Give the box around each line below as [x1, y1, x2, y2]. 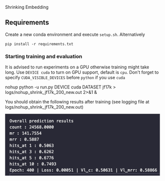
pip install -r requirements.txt [5, 41, 74, 46]
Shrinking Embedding [5, 4, 49, 10]
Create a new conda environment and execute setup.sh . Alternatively [5, 31, 145, 37]
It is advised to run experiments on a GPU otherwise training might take [5, 64, 149, 70]
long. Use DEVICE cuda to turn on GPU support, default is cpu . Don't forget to [5, 69, 159, 75]
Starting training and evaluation [5, 53, 82, 60]
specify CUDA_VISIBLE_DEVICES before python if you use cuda [5, 75, 125, 81]
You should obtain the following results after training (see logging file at [5, 99, 150, 105]
